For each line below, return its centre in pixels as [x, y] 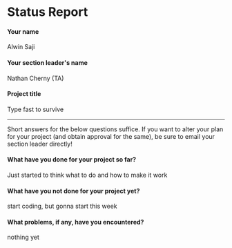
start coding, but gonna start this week [62, 206]
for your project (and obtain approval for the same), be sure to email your [111, 136]
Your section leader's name [47, 62]
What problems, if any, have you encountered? [76, 222]
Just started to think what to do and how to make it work [87, 175]
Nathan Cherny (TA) [36, 78]
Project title [24, 94]
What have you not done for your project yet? [74, 191]
